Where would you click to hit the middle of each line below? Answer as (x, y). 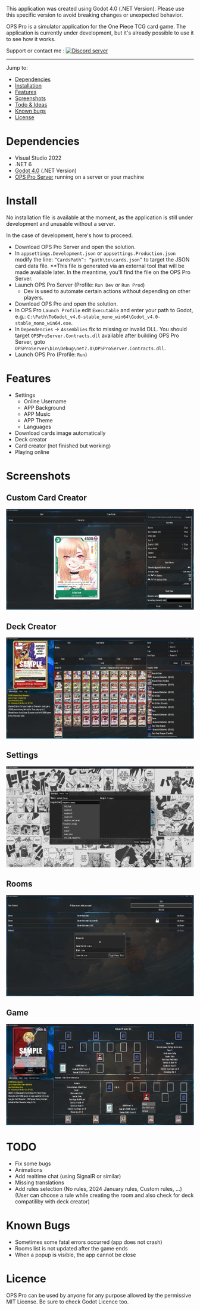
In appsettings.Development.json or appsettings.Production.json (95, 253)
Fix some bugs (33, 1163)
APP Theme (38, 420)
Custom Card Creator (47, 498)
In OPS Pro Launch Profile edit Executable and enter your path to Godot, (104, 310)
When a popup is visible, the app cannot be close (75, 1255)
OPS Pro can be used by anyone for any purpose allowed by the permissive (99, 1295)
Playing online (32, 452)
